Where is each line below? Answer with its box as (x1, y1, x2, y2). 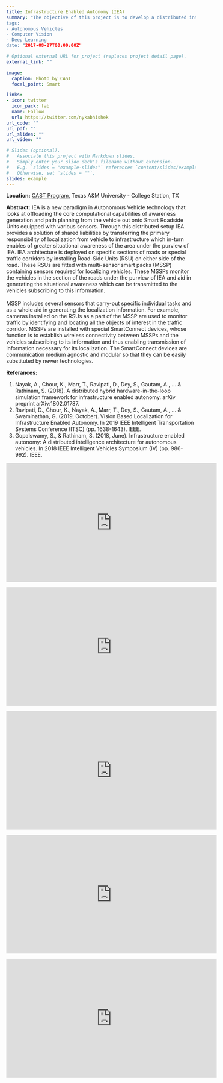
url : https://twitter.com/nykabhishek (11, 114, 109, 121)
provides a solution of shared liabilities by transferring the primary (6, 230, 170, 237)
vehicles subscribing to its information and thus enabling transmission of (6, 338, 186, 345)
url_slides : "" (6, 131, 44, 137)
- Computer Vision (6, 31, 52, 37)
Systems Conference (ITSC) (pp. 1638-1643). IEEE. (14, 425, 141, 433)
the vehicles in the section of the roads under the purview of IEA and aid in (6, 274, 191, 281)
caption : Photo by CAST (11, 75, 71, 81)
